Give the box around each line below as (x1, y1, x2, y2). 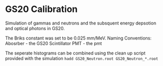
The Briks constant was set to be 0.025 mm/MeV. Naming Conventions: (5, 35, 152, 41)
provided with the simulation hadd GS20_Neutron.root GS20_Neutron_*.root (5, 55, 159, 61)
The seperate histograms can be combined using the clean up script (5, 50, 146, 56)
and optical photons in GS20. (5, 25, 65, 31)
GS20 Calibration (5, 3, 78, 15)
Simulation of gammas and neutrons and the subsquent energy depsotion (5, 20, 157, 26)
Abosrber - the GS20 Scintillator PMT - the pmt (5, 40, 102, 46)
